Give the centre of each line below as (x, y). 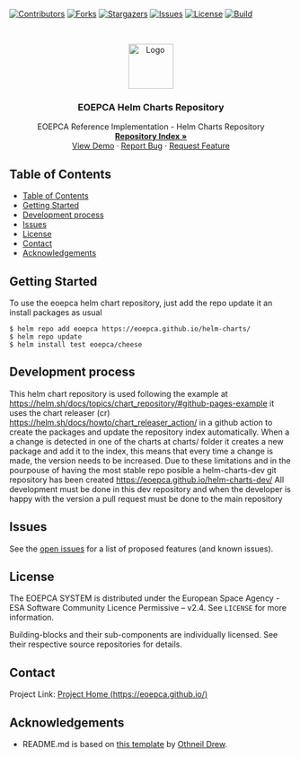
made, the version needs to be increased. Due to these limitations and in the (150, 460)
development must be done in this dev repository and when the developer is (150, 489)
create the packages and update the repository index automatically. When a (150, 432)
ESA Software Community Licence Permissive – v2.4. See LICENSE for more (148, 608)
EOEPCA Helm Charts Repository (151, 107)
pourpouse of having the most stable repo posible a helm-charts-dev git (143, 470)
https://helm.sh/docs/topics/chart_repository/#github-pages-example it (142, 403)
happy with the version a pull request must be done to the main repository (146, 498)
